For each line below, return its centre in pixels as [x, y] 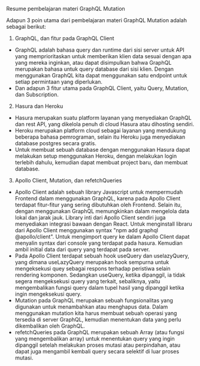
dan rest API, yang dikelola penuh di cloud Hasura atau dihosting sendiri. [104, 124]
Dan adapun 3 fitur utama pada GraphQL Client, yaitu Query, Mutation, [102, 88]
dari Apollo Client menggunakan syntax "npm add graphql [87, 230]
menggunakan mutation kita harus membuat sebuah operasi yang [96, 313]
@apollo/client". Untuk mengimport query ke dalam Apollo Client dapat [102, 237]
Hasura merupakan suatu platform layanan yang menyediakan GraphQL [103, 118]
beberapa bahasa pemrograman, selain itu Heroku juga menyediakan [100, 137]
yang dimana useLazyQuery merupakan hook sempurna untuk [92, 262]
